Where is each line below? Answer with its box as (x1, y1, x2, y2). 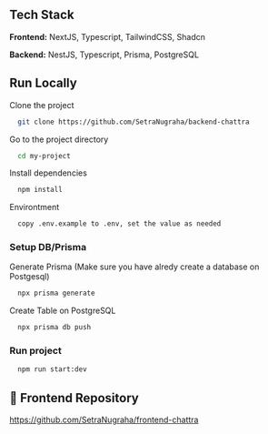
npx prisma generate (17, 288, 95, 298)
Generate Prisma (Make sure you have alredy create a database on (9, 261, 260, 272)
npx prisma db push (17, 323, 92, 332)
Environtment (9, 202, 60, 213)
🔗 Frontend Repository (9, 390, 139, 406)
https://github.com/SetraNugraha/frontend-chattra (9, 414, 199, 426)
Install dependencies (9, 167, 88, 178)
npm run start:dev (17, 365, 88, 374)
